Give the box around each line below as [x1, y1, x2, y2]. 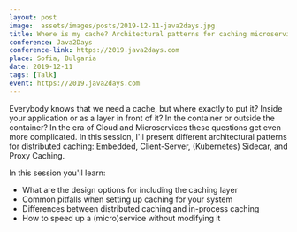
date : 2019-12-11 [9, 63, 73, 72]
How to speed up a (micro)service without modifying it [21, 213, 221, 223]
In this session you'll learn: [9, 167, 106, 178]
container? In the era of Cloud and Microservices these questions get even [9, 121, 281, 133]
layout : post [9, 12, 57, 22]
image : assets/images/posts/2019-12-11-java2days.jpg [9, 21, 216, 30]
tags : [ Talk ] [9, 71, 57, 80]
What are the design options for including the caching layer [21, 184, 239, 195]
